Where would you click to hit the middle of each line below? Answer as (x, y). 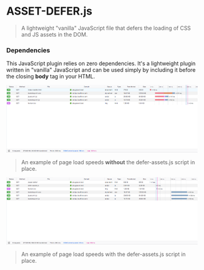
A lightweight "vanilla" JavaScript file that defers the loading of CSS (106, 28)
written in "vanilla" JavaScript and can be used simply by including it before (101, 70)
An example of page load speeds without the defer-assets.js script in (108, 162)
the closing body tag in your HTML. (51, 77)
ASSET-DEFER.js (49, 11)
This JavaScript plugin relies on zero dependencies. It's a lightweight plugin (101, 64)
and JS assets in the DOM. (54, 34)
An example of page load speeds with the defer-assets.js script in (104, 254)
